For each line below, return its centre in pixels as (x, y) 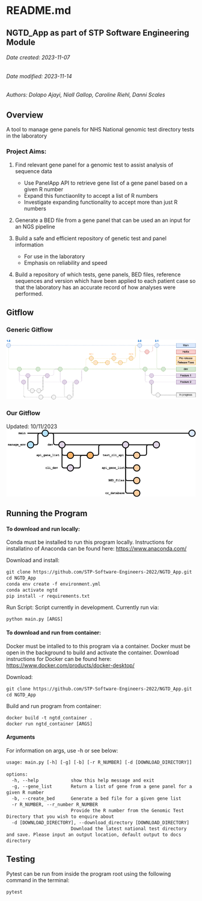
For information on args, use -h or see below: (62, 750)
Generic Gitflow (29, 330)
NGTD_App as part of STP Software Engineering (98, 33)
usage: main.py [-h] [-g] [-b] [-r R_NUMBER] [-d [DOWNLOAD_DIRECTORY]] (99, 762)
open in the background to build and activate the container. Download (93, 653)
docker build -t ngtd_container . (50, 718)
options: (17, 774)
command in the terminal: (38, 880)
